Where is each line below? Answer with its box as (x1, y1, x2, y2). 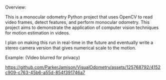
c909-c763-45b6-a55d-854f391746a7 (5, 69, 85, 75)
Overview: (5, 4, 26, 10)
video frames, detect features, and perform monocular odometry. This (5, 19, 150, 25)
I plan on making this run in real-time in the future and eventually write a (5, 39, 153, 45)
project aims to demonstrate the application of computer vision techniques (5, 24, 159, 30)
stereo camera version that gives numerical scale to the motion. (5, 45, 136, 50)
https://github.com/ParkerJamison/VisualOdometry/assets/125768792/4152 (5, 64, 161, 70)
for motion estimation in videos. (5, 30, 70, 35)
